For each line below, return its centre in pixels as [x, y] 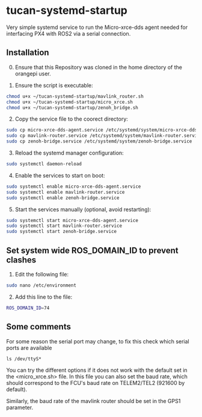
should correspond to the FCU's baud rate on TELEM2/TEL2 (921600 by [96, 383]
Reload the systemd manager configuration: [69, 153]
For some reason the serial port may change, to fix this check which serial [98, 341]
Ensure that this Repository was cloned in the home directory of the [98, 67]
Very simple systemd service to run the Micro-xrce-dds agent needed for [97, 27]
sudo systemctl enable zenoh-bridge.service [63, 198]
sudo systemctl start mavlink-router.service [64, 226]
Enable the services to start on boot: [60, 175]
